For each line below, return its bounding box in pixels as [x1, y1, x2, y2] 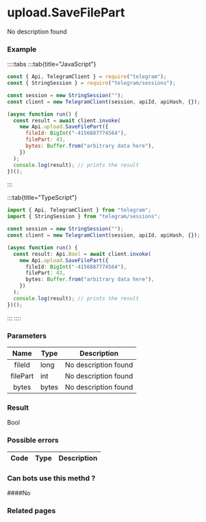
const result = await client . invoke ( [13, 117, 121, 124]
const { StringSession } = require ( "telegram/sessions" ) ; [7, 80, 176, 87]
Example [7, 44, 37, 54]
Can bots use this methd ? [7, 473, 96, 483]
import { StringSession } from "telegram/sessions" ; [7, 213, 161, 220]
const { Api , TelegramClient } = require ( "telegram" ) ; [7, 73, 167, 80]
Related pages [7, 506, 56, 515]
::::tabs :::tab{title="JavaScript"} [7, 60, 97, 68]
